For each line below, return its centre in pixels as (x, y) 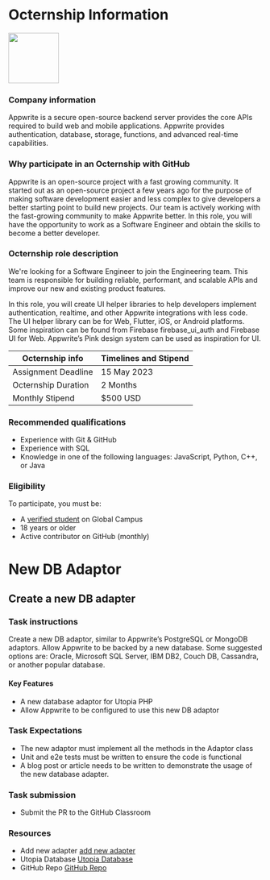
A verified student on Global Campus (81, 519)
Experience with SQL (55, 448)
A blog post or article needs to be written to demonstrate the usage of (136, 765)
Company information (52, 100)
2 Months (119, 384)
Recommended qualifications (67, 422)
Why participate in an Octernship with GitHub (100, 164)
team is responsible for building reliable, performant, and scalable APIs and (133, 280)
